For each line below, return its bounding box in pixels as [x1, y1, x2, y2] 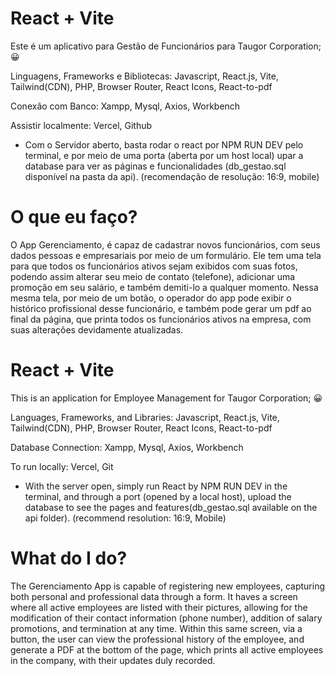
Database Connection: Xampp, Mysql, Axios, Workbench [10, 441, 244, 453]
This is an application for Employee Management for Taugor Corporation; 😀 [10, 392, 323, 404]
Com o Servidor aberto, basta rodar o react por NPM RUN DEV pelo [24, 138, 304, 151]
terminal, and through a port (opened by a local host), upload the [24, 490, 292, 502]
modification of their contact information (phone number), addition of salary [10, 612, 323, 624]
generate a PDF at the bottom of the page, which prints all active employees [10, 643, 324, 656]
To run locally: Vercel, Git [10, 460, 114, 472]
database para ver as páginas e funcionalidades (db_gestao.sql [24, 160, 287, 172]
